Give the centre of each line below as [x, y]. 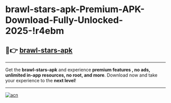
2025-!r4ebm [35, 31]
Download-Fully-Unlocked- [64, 20]
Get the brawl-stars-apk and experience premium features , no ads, [78, 70]
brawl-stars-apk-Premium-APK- [75, 9]
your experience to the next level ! [41, 80]
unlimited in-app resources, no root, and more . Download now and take [81, 75]
